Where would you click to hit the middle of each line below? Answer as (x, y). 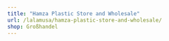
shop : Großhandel (33, 26)
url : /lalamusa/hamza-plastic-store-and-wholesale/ (84, 20)
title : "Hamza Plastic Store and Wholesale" (74, 14)
